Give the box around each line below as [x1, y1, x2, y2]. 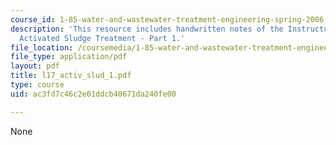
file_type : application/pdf [10, 52, 128, 62]
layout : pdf [10, 61, 60, 71]
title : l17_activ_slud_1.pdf [10, 71, 132, 81]
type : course [10, 80, 65, 90]
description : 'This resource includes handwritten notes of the [10, 24, 284, 34]
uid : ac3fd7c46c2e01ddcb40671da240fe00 [10, 89, 177, 99]
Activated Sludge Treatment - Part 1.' [19, 33, 186, 43]
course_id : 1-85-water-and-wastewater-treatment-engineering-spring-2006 [10, 14, 325, 25]
